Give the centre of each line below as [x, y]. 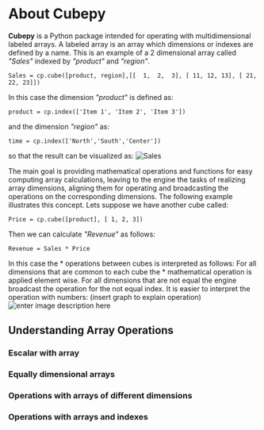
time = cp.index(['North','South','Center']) [84, 141]
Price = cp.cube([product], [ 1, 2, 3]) [76, 219]
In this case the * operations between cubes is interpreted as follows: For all [132, 263]
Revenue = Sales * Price [49, 248]
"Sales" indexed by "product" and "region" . [79, 61]
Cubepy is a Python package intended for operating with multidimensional [130, 36]
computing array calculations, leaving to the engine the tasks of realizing [127, 179]
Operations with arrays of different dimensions [100, 396]
